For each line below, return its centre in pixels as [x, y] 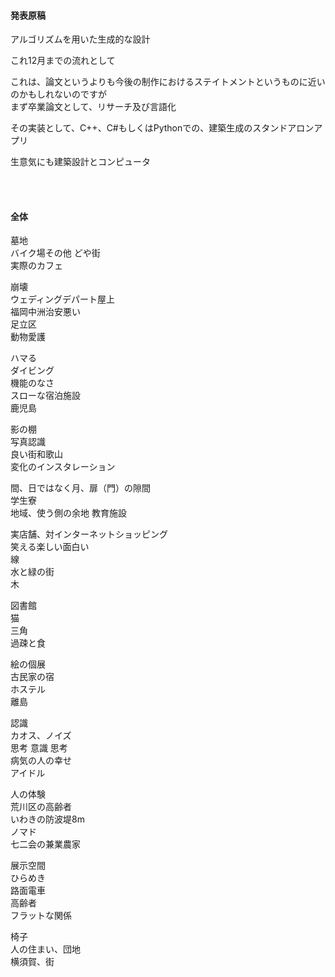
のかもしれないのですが [58, 94]
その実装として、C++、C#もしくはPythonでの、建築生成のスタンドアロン [162, 128]
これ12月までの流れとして [63, 61]
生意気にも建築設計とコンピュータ [80, 162]
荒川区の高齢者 [41, 807]
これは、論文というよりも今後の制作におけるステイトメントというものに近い [168, 82]
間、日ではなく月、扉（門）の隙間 [80, 488]
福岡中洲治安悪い [45, 312]
